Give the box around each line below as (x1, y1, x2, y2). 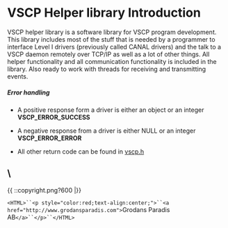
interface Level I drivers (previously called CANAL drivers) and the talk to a (7, 42, 221, 51)
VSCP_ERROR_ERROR (17, 133, 82, 142)
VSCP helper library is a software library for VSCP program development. (7, 28, 217, 36)
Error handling (7, 88, 50, 97)
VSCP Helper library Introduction (7, 5, 202, 21)
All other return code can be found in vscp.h (17, 147, 145, 156)
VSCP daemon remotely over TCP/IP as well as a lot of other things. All (7, 50, 210, 58)
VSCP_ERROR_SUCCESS (17, 113, 90, 121)
